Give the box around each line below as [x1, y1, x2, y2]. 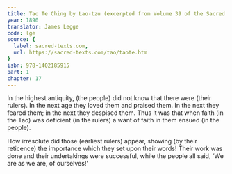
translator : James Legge [7, 23, 79, 30]
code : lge [7, 29, 36, 37]
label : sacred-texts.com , [13, 42, 89, 49]
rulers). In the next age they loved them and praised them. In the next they [7, 102, 219, 110]
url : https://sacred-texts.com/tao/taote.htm [13, 49, 148, 56]
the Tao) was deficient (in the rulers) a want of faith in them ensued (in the [7, 116, 220, 125]
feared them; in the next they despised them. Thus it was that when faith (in [7, 109, 224, 117]
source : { [7, 36, 36, 43]
